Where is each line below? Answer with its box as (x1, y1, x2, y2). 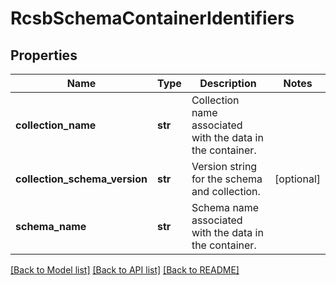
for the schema (191, 172, 263, 186)
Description (199, 77, 257, 90)
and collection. (191, 185, 261, 198)
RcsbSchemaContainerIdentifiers (10, 7, 295, 30)
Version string (191, 160, 258, 173)
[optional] (274, 172, 321, 186)
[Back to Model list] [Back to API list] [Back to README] (10, 264, 240, 276)
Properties (10, 47, 78, 64)
